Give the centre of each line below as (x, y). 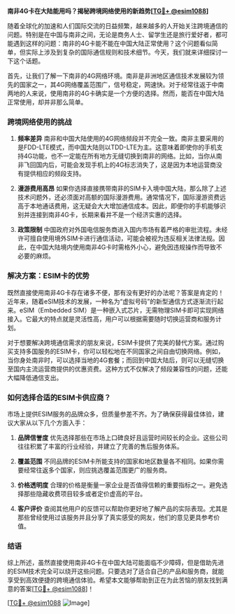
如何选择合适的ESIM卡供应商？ (59, 397)
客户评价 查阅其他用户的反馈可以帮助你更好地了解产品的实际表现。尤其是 (122, 508)
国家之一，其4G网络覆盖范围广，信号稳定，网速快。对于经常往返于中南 (122, 84)
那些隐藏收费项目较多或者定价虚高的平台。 (85, 493)
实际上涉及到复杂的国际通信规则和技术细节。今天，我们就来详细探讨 (123, 52)
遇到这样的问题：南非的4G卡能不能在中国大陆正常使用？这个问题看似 (112, 43)
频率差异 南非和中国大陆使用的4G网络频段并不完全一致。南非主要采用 (117, 139)
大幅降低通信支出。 (35, 377)
